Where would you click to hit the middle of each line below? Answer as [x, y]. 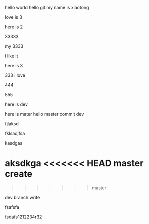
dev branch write [23, 197]
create [19, 174]
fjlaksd [12, 124]
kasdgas [14, 143]
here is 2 [14, 27]
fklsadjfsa [15, 133]
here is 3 [14, 65]
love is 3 [14, 17]
